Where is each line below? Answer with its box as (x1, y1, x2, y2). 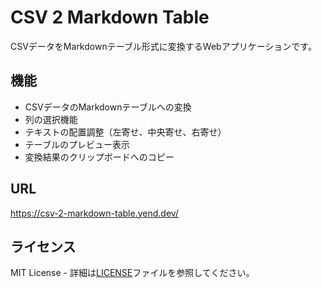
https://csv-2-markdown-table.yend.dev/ (10, 207, 179, 219)
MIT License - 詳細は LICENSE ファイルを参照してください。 (10, 267, 255, 279)
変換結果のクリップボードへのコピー (24, 151, 175, 163)
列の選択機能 (24, 113, 78, 125)
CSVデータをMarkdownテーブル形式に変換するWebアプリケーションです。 (10, 40, 317, 52)
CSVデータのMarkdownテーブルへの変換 (24, 101, 192, 113)
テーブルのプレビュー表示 (24, 138, 130, 150)
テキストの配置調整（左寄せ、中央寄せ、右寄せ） (24, 126, 227, 138)
